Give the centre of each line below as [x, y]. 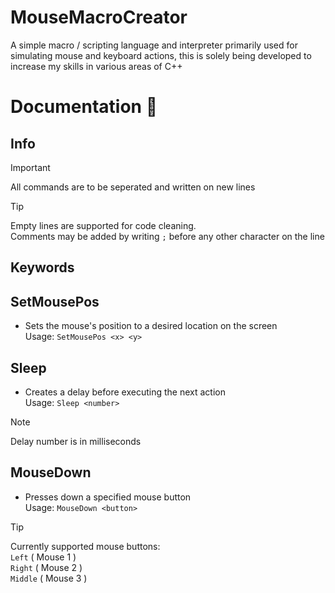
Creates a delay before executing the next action [125, 392]
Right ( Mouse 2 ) [46, 567]
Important [30, 167]
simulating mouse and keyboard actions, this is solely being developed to [161, 55]
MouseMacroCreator [99, 17]
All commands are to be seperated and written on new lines [133, 187]
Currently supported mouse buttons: [85, 546]
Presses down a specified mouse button [108, 497]
